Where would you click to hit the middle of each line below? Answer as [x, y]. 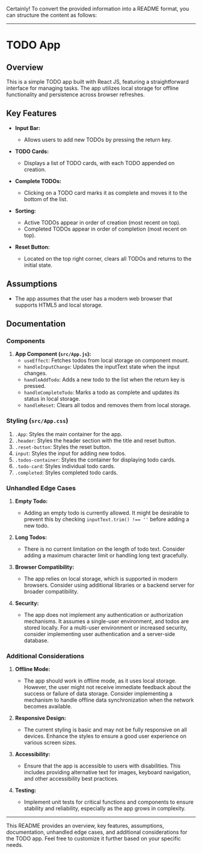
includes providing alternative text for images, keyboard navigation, [107, 772]
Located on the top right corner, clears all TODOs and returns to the [108, 258]
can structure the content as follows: [52, 15]
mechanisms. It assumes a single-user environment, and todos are [106, 621]
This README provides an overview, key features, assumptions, [85, 826]
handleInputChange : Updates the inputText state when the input [102, 367]
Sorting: [25, 211]
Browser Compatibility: [44, 567]
